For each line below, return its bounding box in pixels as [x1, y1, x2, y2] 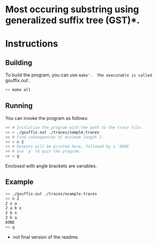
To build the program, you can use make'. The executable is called [5, 72, 152, 78]
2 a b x [5, 206, 22, 211]
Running [5, 101, 33, 110]
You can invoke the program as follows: [5, 115, 88, 121]
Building [5, 58, 32, 67]
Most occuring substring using [5, 4, 139, 15]
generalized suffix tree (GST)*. [5, 14, 140, 26]
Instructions [5, 38, 58, 50]
